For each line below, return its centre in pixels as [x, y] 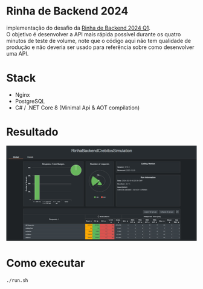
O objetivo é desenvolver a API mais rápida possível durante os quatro [94, 34]
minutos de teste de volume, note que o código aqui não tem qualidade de [99, 41]
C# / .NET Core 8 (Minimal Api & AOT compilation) [77, 108]
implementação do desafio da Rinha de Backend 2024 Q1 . [79, 28]
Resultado [32, 132]
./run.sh [17, 281]
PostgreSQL [30, 101]
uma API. [18, 53]
